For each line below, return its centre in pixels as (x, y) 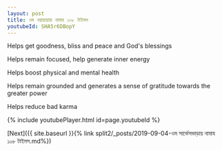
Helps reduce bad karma (42, 107)
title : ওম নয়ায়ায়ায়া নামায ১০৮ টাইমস (48, 20)
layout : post (26, 13)
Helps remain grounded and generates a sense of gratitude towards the (109, 86)
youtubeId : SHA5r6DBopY (41, 26)
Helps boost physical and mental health (63, 72)
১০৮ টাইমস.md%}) (29, 141)
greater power (27, 93)
